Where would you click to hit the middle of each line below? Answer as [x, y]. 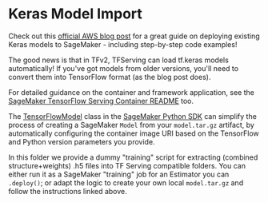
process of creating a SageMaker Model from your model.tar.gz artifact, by [131, 125]
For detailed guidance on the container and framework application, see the [131, 92]
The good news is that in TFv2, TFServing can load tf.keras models [119, 60]
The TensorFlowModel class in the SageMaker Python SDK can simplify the [133, 116]
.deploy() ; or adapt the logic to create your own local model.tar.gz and [126, 182]
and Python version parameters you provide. [82, 141]
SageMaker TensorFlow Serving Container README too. [101, 101]
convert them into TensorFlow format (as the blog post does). [110, 77]
